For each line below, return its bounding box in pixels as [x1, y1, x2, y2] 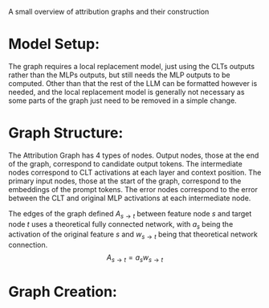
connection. [8, 240, 48, 250]
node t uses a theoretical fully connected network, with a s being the [8, 219, 234, 231]
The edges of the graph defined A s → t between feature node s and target [8, 208, 252, 220]
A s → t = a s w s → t [106, 253, 164, 265]
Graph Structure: [8, 124, 124, 142]
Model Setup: [8, 35, 100, 53]
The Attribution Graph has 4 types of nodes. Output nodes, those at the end [8, 150, 259, 160]
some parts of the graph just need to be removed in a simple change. [8, 96, 237, 105]
